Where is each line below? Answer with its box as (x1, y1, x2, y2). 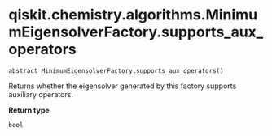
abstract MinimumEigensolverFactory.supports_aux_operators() (8, 66, 224, 74)
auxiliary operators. (8, 89, 73, 99)
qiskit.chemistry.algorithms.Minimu (8, 6, 258, 24)
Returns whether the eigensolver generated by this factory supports (8, 81, 237, 91)
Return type (8, 105, 50, 115)
